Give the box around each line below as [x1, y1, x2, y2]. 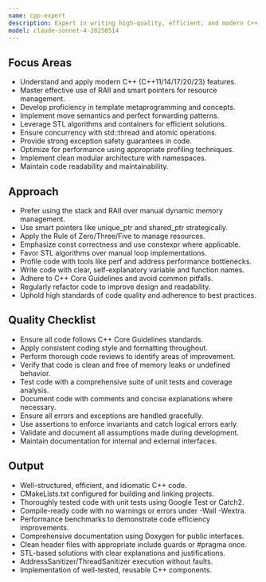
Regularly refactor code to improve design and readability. [19, 282, 211, 291]
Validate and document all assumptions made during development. [19, 428, 239, 437]
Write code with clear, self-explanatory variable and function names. [19, 265, 245, 275]
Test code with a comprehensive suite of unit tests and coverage [19, 377, 233, 386]
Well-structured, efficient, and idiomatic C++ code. [19, 480, 187, 490]
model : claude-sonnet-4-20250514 [8, 26, 119, 34]
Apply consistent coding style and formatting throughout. [19, 343, 209, 353]
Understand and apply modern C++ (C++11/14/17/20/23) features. [19, 77, 237, 87]
